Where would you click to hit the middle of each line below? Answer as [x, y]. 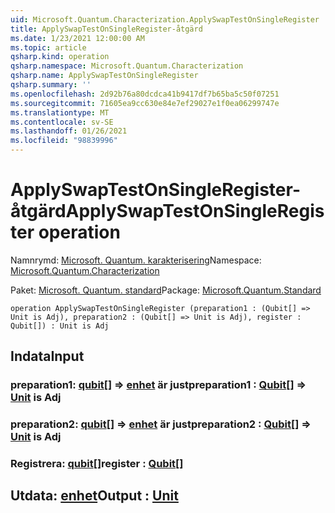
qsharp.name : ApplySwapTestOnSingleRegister [104, 76]
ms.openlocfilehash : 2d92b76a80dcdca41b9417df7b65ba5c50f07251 [145, 94]
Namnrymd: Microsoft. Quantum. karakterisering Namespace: [136, 260]
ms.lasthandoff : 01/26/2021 [69, 131]
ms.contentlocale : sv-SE [62, 122]
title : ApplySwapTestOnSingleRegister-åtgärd [106, 29]
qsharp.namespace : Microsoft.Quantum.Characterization [127, 66]
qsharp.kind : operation [60, 57]
